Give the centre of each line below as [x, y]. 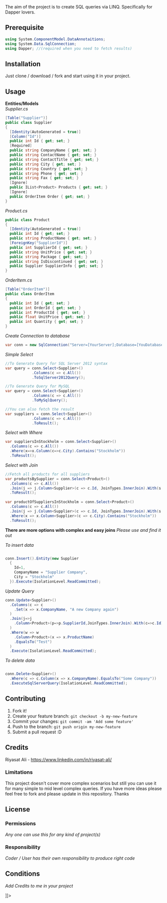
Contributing [25, 699]
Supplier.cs [17, 109]
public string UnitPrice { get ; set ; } [51, 252]
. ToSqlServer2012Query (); [58, 377]
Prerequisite [25, 28]
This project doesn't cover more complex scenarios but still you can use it [81, 783]
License [18, 809]
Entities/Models [22, 103]
